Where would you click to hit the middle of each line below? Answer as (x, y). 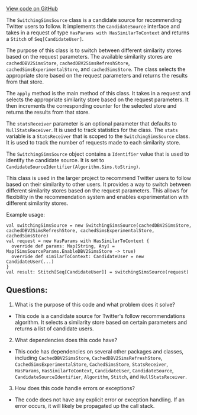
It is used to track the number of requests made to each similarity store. (93, 142)
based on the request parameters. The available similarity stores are (89, 57)
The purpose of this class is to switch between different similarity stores (94, 50)
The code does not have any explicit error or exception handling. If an (100, 400)
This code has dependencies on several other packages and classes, (99, 351)
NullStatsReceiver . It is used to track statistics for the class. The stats (92, 130)
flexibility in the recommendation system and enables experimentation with (98, 197)
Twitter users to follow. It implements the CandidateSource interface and (93, 26)
